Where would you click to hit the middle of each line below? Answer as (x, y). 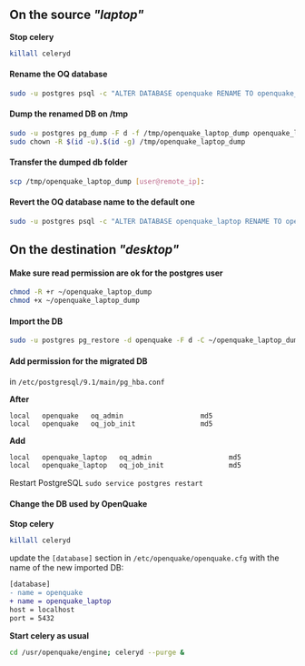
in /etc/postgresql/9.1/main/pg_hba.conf (87, 381)
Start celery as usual (49, 635)
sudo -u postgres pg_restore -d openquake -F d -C (107, 340)
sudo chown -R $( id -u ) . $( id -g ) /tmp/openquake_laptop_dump (128, 141)
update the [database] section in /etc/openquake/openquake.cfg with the (144, 558)
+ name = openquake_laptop (60, 601)
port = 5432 (32, 618)
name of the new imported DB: (67, 568)
